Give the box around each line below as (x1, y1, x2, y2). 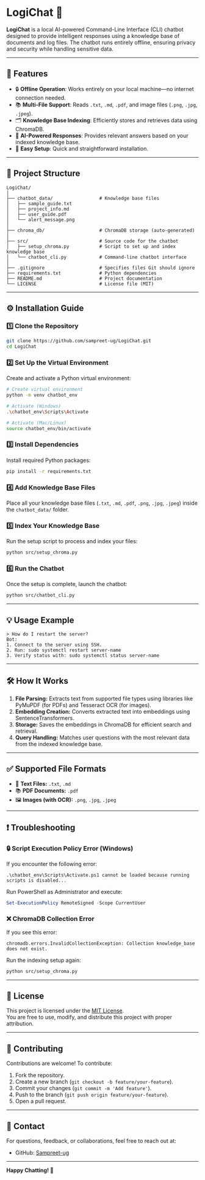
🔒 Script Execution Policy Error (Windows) (6, 845, 134, 853)
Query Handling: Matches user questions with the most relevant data (15, 733, 190, 741)
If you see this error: (6, 928, 57, 936)
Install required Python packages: (6, 456, 91, 464)
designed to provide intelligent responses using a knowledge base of (6, 32, 180, 39)
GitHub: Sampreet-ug (15, 1149, 70, 1156)
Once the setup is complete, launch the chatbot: (6, 581, 128, 588)
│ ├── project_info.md (6, 206, 70, 212)
